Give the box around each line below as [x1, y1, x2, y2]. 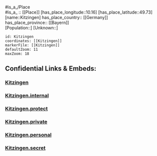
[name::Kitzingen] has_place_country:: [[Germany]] [5, 15, 108, 20]
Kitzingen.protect [5, 105, 48, 112]
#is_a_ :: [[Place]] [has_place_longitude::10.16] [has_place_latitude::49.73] [5, 9, 153, 15]
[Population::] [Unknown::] [5, 25, 59, 31]
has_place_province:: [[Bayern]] [5, 19, 69, 25]
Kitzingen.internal [5, 92, 49, 99]
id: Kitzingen [5, 34, 34, 39]
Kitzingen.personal [5, 132, 52, 138]
